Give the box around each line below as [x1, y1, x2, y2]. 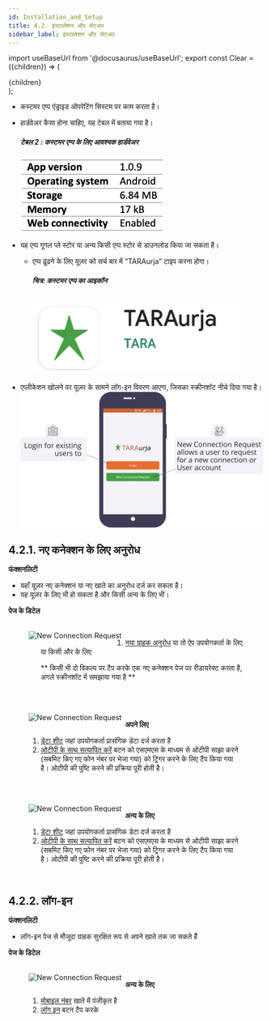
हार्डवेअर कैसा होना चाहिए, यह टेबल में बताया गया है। [19, 118, 154, 128]
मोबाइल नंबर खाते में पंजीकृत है [40, 996, 117, 1006]
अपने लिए [125, 720, 150, 730]
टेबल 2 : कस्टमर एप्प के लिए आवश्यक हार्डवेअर [19, 137, 139, 146]
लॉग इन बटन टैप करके [40, 1005, 100, 1015]
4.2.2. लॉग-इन [8, 894, 73, 908]
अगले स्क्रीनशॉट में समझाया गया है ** [40, 672, 136, 682]
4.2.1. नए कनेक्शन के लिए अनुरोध [8, 543, 141, 557]
